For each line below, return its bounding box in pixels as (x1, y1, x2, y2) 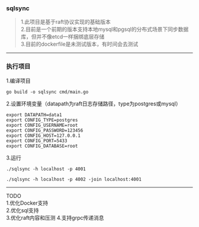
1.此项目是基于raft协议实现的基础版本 (20, 18, 111, 25)
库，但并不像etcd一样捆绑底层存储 (20, 33, 105, 40)
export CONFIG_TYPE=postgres (6, 117, 78, 123)
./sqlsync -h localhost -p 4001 (6, 166, 86, 172)
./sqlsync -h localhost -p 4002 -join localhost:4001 (6, 176, 142, 182)
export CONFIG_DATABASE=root (6, 143, 78, 149)
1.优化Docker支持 (6, 199, 49, 206)
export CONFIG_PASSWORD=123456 (6, 127, 84, 133)
